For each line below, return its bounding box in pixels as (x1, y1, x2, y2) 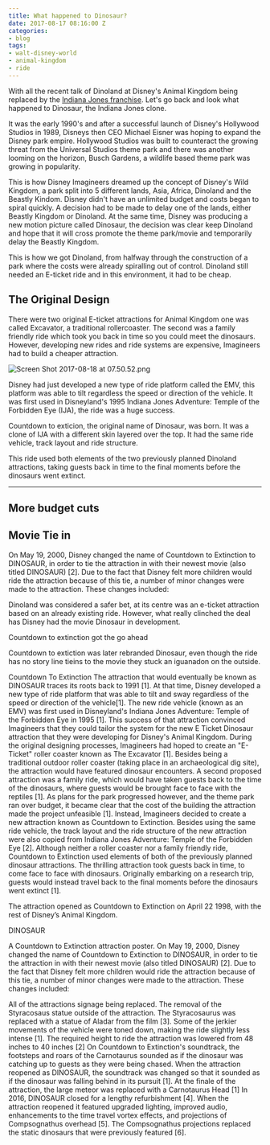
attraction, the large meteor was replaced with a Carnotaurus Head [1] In (8, 1085, 247, 1094)
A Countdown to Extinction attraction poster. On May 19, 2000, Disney (8, 941, 240, 950)
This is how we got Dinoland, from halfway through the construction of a (8, 252, 248, 262)
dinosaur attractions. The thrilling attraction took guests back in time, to (8, 860, 245, 869)
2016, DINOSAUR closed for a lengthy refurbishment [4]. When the (8, 1093, 229, 1102)
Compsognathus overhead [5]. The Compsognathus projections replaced (8, 1118, 252, 1128)
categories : (8, 27, 48, 35)
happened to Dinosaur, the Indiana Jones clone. (8, 103, 167, 113)
